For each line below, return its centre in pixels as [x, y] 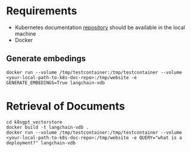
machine [26, 33]
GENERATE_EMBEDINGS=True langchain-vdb [56, 83]
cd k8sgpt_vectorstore [34, 122]
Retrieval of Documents [65, 106]
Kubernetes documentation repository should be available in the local [100, 27]
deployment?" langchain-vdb [41, 143]
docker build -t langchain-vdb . [48, 127]
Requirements [42, 11]
